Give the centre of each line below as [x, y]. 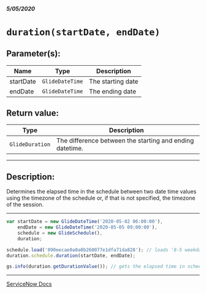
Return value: [33, 113]
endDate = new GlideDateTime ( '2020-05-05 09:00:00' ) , [87, 227]
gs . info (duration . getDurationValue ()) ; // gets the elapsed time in [96, 267]
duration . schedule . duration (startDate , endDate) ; [71, 256]
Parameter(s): [33, 54]
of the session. [25, 205]
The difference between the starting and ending [125, 141]
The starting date [113, 81]
